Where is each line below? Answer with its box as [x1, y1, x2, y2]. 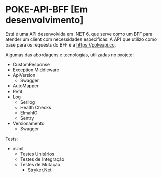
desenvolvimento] [5, 14, 84, 26]
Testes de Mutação [20, 161, 61, 167]
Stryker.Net [27, 167, 52, 173]
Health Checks [20, 104, 52, 110]
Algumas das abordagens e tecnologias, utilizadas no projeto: [5, 52, 134, 58]
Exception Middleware [12, 67, 59, 73]
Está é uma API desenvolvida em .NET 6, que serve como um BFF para [5, 31, 153, 37]
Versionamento [12, 120, 45, 126]
